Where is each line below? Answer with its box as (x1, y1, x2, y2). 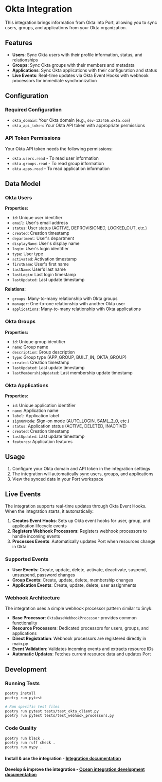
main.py (12, 641, 28, 647)
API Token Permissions (5, 135, 61, 142)
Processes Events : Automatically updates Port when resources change (12, 538, 156, 544)
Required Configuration (5, 106, 62, 113)
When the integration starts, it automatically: (5, 508, 94, 514)
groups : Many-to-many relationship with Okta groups (12, 296, 118, 301)
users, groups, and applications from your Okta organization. (5, 24, 127, 30)
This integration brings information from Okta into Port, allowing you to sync (5, 19, 157, 25)
